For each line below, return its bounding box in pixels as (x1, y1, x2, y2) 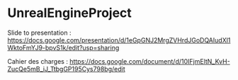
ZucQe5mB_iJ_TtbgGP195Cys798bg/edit (7, 64, 125, 73)
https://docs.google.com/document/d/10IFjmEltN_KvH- (69, 57, 230, 65)
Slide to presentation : (7, 28, 72, 37)
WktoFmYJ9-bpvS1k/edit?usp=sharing (7, 43, 120, 52)
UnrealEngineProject (7, 5, 132, 21)
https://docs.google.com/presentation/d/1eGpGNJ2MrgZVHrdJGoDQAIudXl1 (7, 35, 231, 44)
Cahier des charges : (7, 57, 69, 65)
